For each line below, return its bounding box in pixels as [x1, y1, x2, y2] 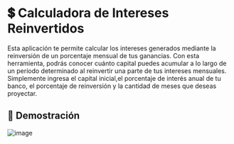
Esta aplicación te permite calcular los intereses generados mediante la [7, 44, 216, 52]
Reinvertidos [7, 21, 85, 37]
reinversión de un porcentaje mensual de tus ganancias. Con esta [7, 51, 200, 60]
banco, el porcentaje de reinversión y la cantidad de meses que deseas [7, 82, 217, 90]
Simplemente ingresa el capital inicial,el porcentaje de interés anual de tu [7, 74, 222, 82]
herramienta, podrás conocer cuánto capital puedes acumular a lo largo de [7, 59, 227, 67]
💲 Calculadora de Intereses [7, 5, 169, 21]
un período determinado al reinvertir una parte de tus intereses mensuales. [7, 66, 227, 75]
